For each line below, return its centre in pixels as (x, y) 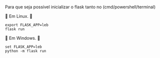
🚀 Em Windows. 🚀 (22, 38)
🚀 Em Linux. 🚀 (19, 16)
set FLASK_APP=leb (23, 47)
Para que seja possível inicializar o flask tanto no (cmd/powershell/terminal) (80, 7)
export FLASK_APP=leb (27, 25)
